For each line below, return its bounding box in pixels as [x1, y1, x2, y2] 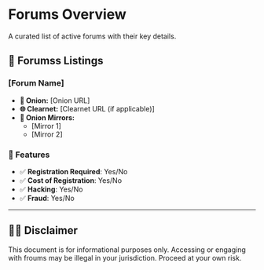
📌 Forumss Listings [8, 54, 104, 67]
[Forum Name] [8, 78, 64, 89]
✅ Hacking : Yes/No [19, 184, 83, 194]
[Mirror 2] [31, 130, 63, 139]
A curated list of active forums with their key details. [8, 31, 177, 41]
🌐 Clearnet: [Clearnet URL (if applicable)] [19, 104, 155, 113]
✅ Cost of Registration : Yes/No [19, 175, 123, 185]
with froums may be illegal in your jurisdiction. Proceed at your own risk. [8, 253, 242, 262]
